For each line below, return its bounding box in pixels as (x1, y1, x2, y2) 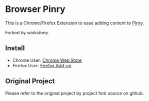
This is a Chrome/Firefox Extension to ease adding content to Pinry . (5, 20, 144, 26)
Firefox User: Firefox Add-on (12, 62, 71, 68)
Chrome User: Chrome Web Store (12, 57, 82, 63)
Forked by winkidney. (5, 29, 49, 35)
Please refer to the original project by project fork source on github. (5, 90, 144, 96)
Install (5, 44, 25, 53)
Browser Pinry (5, 3, 66, 15)
